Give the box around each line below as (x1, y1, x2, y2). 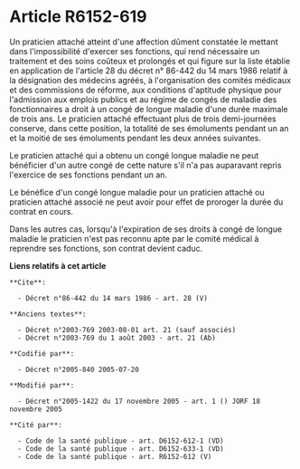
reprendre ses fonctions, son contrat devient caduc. (9, 243, 203, 254)
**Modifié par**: (9, 380, 75, 390)
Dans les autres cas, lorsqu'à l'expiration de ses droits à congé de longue (9, 224, 283, 234)
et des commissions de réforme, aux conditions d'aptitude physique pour (9, 84, 282, 95)
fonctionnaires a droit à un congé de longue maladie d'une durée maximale (9, 103, 289, 114)
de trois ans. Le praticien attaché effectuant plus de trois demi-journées (9, 113, 277, 124)
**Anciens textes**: (9, 310, 88, 319)
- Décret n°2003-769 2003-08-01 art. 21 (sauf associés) (17, 325, 237, 334)
